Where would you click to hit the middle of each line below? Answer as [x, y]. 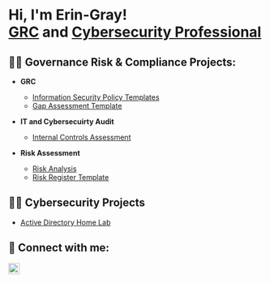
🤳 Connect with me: [59, 248]
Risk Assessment [50, 153]
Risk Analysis [54, 169]
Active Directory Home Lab [65, 222]
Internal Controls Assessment [81, 137]
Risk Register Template [71, 177]
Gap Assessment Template [77, 106]
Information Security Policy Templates [96, 97]
